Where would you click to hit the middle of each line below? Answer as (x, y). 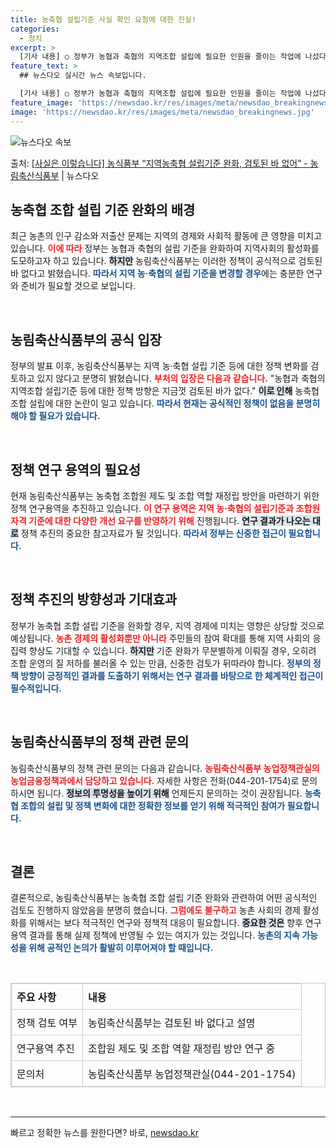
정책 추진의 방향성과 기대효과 (94, 599)
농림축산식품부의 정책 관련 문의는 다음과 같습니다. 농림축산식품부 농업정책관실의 (165, 768)
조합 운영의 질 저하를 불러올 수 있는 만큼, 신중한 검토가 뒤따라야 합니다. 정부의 (161, 663)
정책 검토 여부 (47, 1023)
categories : (35, 29)
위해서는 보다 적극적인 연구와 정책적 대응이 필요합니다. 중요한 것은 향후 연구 (175, 923)
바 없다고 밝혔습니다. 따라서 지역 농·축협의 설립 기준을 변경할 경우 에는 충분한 (157, 273)
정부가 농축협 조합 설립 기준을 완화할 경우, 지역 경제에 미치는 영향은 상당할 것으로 (167, 625)
